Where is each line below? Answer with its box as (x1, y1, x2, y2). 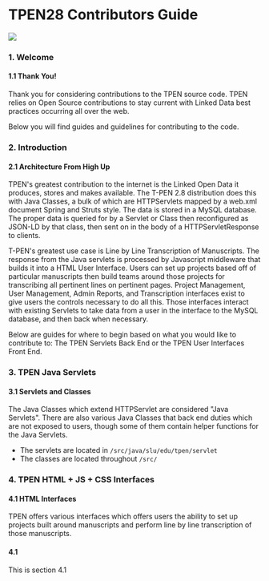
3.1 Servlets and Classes (8, 386, 91, 396)
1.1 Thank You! (8, 71, 57, 81)
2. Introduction (8, 142, 67, 153)
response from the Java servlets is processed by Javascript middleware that (8, 255, 261, 264)
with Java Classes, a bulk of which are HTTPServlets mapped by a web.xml (8, 196, 258, 206)
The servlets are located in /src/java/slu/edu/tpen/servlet (19, 446, 218, 455)
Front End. (8, 347, 42, 357)
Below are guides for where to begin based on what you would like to (8, 330, 237, 340)
